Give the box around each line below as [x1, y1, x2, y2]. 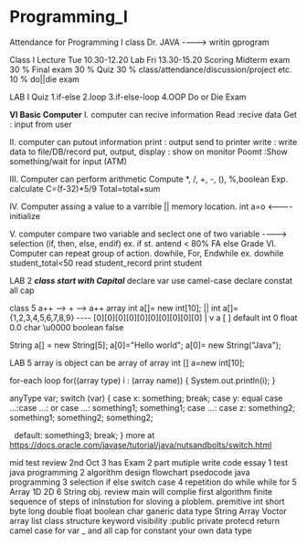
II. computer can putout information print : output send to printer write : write [9, 136, 298, 147]
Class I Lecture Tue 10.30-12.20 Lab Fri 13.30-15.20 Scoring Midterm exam [9, 54, 291, 65]
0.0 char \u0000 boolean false [9, 321, 124, 332]
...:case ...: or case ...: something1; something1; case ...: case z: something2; [9, 402, 296, 413]
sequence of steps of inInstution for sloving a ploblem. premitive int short [9, 496, 285, 507]
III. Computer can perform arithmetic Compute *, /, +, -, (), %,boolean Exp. [9, 173, 289, 184]
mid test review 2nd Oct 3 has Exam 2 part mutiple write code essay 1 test [9, 456, 288, 467]
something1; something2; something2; [9, 412, 153, 423]
